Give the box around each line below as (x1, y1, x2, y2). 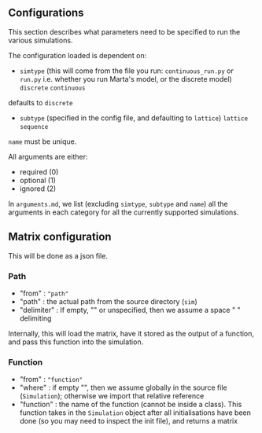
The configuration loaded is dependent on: (8, 50, 147, 60)
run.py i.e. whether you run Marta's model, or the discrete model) (19, 74, 232, 83)
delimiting (19, 314, 52, 323)
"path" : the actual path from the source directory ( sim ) (19, 296, 198, 306)
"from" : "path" (19, 288, 69, 298)
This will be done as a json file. (8, 251, 109, 260)
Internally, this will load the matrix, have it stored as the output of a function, (8, 328, 254, 338)
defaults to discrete (8, 97, 73, 107)
